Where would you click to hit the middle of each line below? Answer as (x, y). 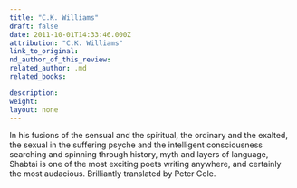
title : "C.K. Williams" (54, 18)
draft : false (34, 26)
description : (34, 93)
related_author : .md (48, 69)
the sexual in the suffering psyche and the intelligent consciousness (136, 145)
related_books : (38, 77)
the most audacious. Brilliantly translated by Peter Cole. (113, 174)
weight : (24, 101)
